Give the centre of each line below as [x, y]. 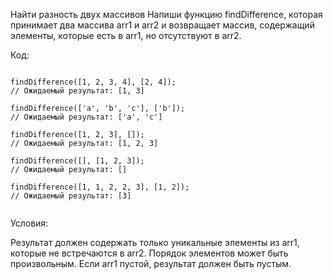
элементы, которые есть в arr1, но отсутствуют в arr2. [126, 35]
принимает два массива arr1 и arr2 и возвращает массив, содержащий [162, 25]
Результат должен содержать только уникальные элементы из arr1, [155, 242]
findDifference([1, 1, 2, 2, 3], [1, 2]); [100, 187]
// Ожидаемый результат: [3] [71, 196]
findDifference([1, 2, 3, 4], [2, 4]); [93, 82]
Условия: [29, 223]
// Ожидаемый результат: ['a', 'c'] [86, 117]
